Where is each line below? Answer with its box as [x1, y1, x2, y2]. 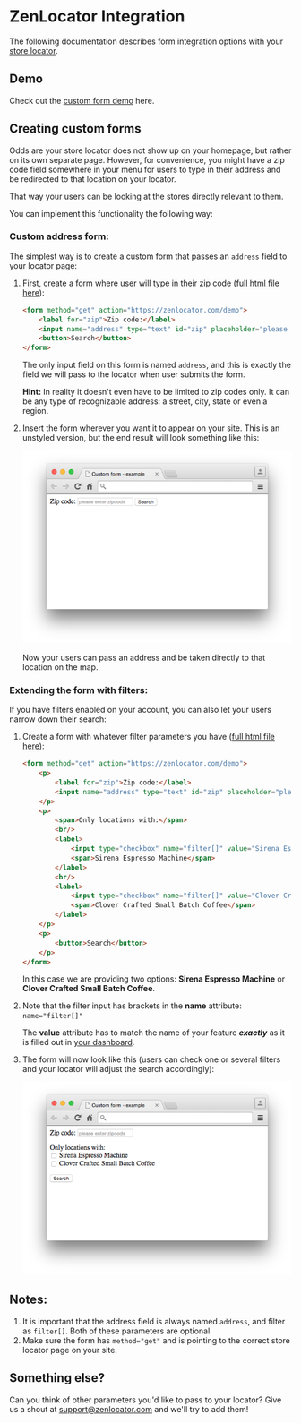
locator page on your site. [21, 1344, 118, 1355]
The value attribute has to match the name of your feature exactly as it [21, 1027, 285, 1038]
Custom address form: [9, 230, 109, 243]
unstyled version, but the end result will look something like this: [21, 433, 260, 443]
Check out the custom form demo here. [9, 95, 155, 106]
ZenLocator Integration [9, 6, 185, 27]
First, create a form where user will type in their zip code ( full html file [21, 278, 279, 288]
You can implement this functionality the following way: [9, 208, 213, 219]
